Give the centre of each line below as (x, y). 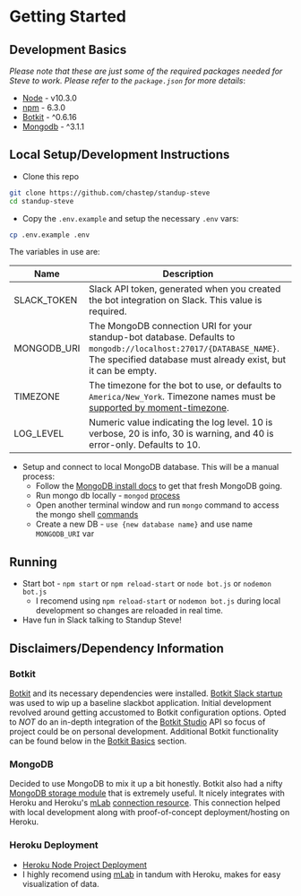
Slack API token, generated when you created (185, 289)
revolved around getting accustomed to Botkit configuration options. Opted (148, 712)
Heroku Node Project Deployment (85, 865)
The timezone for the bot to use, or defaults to (185, 386)
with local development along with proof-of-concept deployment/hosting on (150, 813)
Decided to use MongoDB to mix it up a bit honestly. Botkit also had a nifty (146, 784)
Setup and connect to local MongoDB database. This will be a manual (150, 467)
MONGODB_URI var (65, 534)
